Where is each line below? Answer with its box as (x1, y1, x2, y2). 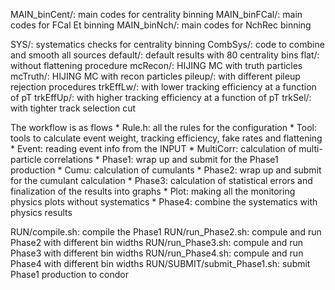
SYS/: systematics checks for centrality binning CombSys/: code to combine (10, 39, 325, 50)
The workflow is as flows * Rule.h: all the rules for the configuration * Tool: (10, 122, 317, 133)
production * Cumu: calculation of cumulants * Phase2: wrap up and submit (10, 164, 322, 176)
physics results (10, 207, 73, 218)
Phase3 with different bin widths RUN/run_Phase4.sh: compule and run (10, 247, 304, 259)
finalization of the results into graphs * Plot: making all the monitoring (10, 185, 296, 197)
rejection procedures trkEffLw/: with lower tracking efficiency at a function (10, 81, 317, 93)
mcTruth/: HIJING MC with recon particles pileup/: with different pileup (10, 70, 301, 82)
